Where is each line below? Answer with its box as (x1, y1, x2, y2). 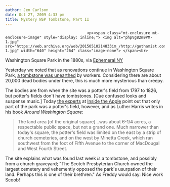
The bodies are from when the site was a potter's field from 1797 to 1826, (5, 87, 158, 93)
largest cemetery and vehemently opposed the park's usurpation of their (5, 166, 157, 172)
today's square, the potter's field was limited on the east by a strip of (17, 129, 161, 135)
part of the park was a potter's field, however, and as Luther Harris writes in (5, 104, 163, 110)
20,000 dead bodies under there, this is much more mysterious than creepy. (5, 78, 164, 84)
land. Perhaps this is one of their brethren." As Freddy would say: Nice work (5, 171, 163, 177)
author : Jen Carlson (5, 7, 49, 13)
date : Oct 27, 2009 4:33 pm (5, 12, 65, 17)
